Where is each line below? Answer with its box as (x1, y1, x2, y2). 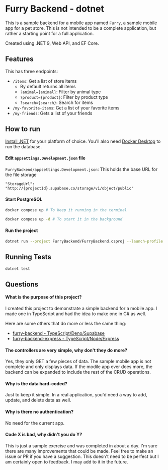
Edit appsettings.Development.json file (5, 155, 86, 161)
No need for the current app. (5, 420, 65, 426)
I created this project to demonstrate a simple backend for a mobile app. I (5, 306, 157, 312)
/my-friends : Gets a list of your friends (12, 110, 93, 116)
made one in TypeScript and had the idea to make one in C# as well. (5, 311, 147, 317)
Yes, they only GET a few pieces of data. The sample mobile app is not (5, 359, 152, 365)
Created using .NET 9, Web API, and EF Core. (5, 40, 99, 46)
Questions (5, 280, 39, 288)
